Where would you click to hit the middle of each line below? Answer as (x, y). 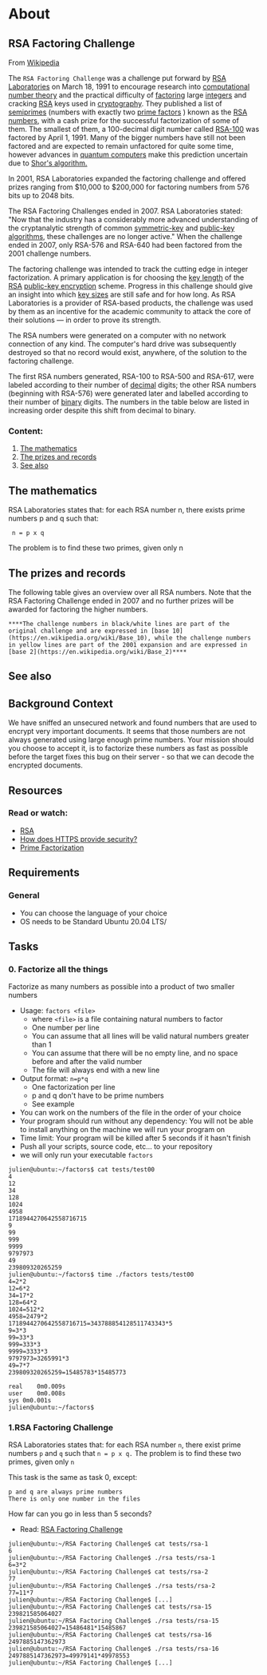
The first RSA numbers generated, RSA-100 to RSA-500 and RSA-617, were (131, 376)
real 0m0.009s (37, 1387)
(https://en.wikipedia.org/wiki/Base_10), (80, 638)
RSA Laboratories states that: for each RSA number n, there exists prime (127, 510)
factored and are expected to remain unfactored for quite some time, (121, 146)
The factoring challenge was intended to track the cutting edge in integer (128, 269)
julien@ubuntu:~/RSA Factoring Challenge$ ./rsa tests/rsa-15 (114, 1621)
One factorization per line (73, 1087)
